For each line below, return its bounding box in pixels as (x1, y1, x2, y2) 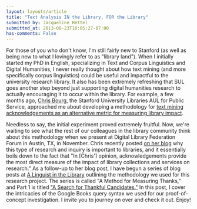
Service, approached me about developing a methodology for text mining (6, 103, 184, 110)
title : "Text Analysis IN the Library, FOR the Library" (6, 14, 149, 20)
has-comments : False (6, 31, 57, 37)
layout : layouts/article (6, 8, 67, 15)
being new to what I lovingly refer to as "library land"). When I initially (6, 53, 174, 60)
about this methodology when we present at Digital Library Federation (6, 133, 175, 141)
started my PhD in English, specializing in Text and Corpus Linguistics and (6, 60, 185, 67)
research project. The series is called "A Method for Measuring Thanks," (6, 178, 181, 185)
